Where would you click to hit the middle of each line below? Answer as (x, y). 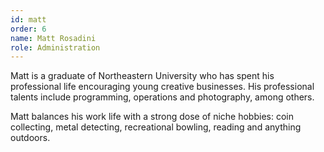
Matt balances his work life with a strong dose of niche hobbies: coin (152, 117)
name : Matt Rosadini (53, 38)
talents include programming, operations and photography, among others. (162, 97)
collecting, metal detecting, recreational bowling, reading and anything (156, 127)
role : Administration (55, 47)
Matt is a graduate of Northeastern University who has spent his (142, 76)
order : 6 (28, 29)
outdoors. (30, 138)
